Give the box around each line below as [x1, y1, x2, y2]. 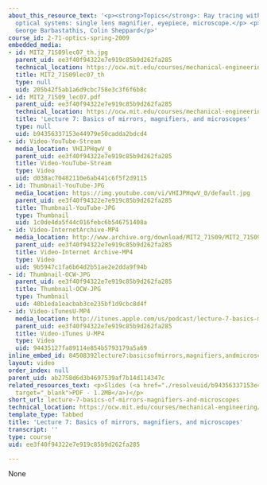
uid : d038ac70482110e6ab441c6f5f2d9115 [15, 174, 148, 183]
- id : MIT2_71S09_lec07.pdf [8, 93, 102, 101]
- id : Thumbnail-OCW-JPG [8, 270, 91, 278]
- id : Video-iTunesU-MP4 [8, 307, 91, 315]
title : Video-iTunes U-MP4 [15, 329, 105, 338]
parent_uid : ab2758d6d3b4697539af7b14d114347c [8, 374, 165, 382]
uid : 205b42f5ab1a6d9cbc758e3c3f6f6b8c [15, 85, 148, 94]
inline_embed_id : [8, 351, 66, 360]
